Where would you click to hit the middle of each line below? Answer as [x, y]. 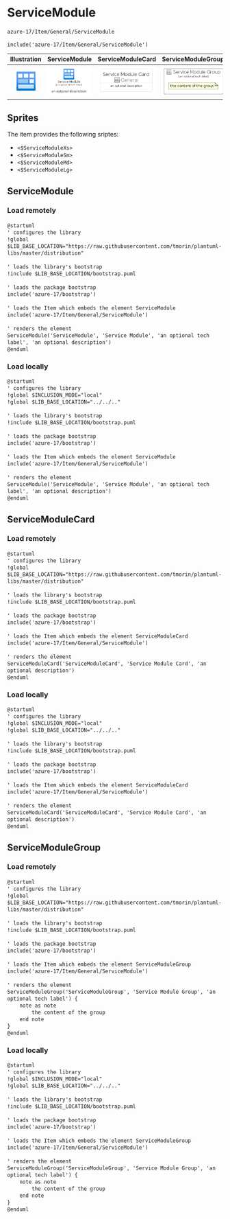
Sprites [23, 118]
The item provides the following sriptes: [63, 135]
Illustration [26, 59]
